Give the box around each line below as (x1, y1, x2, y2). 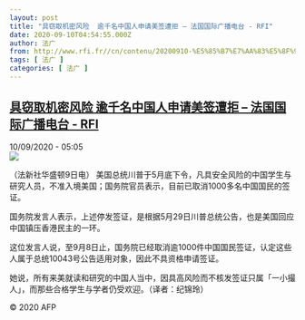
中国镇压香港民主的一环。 (9, 222, 105, 233)
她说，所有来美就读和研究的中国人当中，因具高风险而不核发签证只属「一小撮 (9, 272, 296, 283)
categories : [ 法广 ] (9, 64, 89, 73)
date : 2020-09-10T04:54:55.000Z (9, 30, 132, 39)
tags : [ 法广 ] (9, 55, 64, 64)
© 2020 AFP (9, 301, 57, 313)
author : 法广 (9, 38, 56, 48)
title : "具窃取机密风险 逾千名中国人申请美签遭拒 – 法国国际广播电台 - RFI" (9, 22, 274, 31)
